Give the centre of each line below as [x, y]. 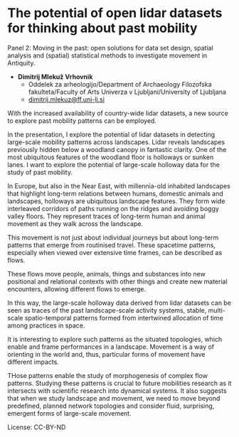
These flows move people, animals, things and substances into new [107, 274]
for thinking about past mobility [102, 28]
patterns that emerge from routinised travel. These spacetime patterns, [111, 245]
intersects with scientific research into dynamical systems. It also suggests [117, 390]
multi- [217, 310]
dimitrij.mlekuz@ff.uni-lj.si [67, 99]
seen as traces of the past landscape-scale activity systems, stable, [107, 310]
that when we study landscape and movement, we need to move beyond [114, 398]
